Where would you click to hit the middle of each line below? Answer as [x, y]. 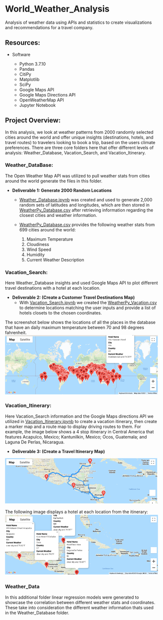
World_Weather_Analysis [57, 9]
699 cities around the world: [48, 229]
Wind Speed [39, 249]
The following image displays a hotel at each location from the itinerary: [77, 512]
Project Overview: [33, 121]
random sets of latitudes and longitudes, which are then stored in [84, 205]
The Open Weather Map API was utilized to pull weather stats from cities [78, 176]
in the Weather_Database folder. [37, 613]
